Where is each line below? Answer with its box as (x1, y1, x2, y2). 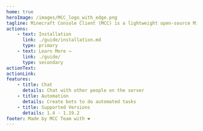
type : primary (22, 43, 59, 49)
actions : (6, 25, 28, 32)
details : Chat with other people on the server (22, 88, 145, 94)
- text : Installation (17, 31, 71, 37)
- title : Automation (17, 93, 69, 99)
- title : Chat (17, 82, 53, 88)
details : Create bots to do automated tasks (22, 98, 137, 104)
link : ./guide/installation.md (22, 37, 101, 43)
